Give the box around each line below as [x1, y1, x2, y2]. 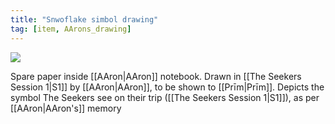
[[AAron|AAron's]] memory [10, 102, 122, 114]
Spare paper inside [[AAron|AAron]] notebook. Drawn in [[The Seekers [10, 70, 302, 82]
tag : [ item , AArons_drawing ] [10, 24, 132, 34]
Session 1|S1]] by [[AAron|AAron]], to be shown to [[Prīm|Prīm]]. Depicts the [10, 81, 325, 93]
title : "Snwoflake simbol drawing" [10, 14, 159, 25]
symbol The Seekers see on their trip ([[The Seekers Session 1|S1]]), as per [10, 91, 320, 103]
